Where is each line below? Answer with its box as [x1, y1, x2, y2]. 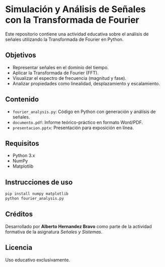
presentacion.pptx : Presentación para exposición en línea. [12, 125, 134, 131]
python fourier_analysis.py [5, 196, 64, 201]
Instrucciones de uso [5, 178, 73, 186]
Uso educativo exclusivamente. [5, 256, 70, 263]
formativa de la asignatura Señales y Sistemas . [5, 229, 103, 235]
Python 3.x [12, 152, 35, 158]
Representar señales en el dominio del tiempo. [12, 64, 109, 70]
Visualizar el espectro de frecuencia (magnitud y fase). [12, 75, 127, 81]
